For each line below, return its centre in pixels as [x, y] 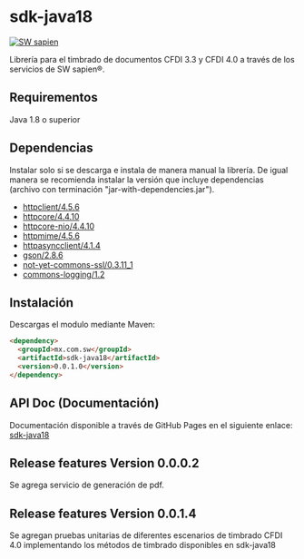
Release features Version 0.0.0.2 [104, 463]
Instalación [42, 303]
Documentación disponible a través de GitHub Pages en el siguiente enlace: [151, 425]
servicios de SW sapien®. [57, 69]
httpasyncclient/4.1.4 [62, 245]
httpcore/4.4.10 [51, 216]
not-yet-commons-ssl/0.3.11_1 [78, 264]
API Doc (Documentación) [84, 403]
